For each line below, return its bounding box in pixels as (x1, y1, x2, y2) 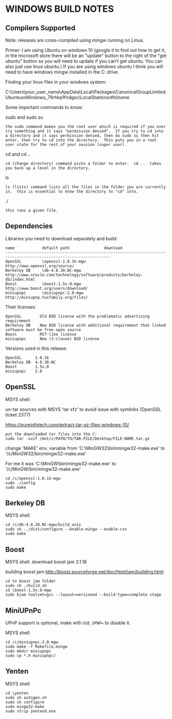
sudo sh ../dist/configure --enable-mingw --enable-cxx (5, 527, 127, 532)
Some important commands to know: (5, 104, 83, 110)
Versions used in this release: (5, 345, 68, 351)
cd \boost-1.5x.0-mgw (5, 588, 52, 593)
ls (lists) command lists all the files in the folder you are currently (5, 184, 166, 190)
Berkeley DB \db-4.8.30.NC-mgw (5, 268, 81, 273)
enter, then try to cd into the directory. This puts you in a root (5, 138, 157, 143)
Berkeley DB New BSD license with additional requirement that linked (5, 323, 166, 328)
